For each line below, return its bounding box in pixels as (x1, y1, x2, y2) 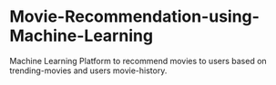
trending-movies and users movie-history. (9, 65, 168, 76)
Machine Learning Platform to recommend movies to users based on (9, 55, 267, 66)
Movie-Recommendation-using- (9, 6, 260, 27)
